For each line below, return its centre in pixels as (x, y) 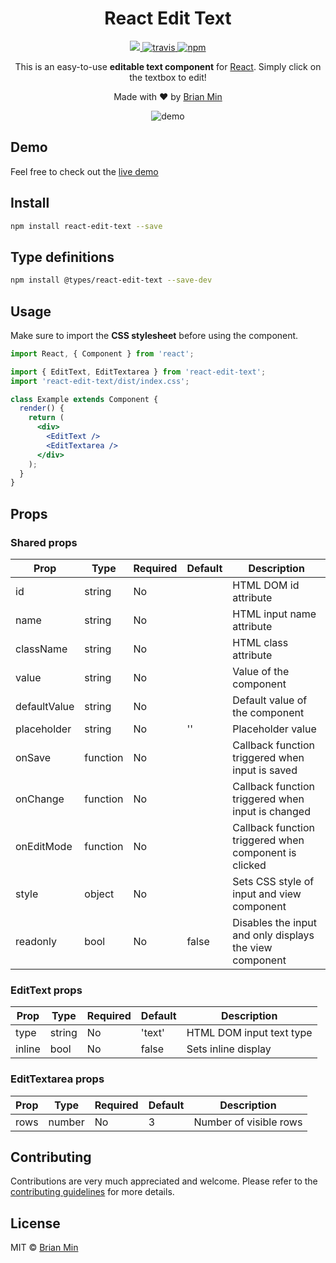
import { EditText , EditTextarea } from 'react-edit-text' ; (138, 372)
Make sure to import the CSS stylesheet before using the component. (154, 335)
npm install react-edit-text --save (86, 226)
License (35, 1223)
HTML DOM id (266, 585)
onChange (40, 799)
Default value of (270, 700)
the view (252, 947)
